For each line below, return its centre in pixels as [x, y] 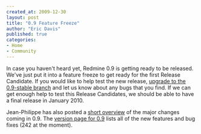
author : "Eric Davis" [34, 29]
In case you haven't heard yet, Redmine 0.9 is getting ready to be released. [100, 68]
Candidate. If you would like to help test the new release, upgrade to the [96, 81]
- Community [21, 51]
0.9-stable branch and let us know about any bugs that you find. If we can [98, 88]
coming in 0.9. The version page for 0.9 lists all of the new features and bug [101, 118]
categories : [21, 40]
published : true [27, 34]
